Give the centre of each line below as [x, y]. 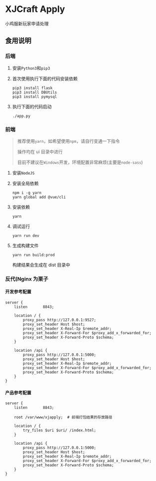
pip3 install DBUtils [34, 92]
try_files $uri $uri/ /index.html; [60, 431]
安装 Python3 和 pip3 [31, 68]
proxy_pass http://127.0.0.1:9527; [60, 320]
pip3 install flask [32, 88]
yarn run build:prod [33, 255]
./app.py [21, 116]
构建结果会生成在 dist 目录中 [41, 265]
